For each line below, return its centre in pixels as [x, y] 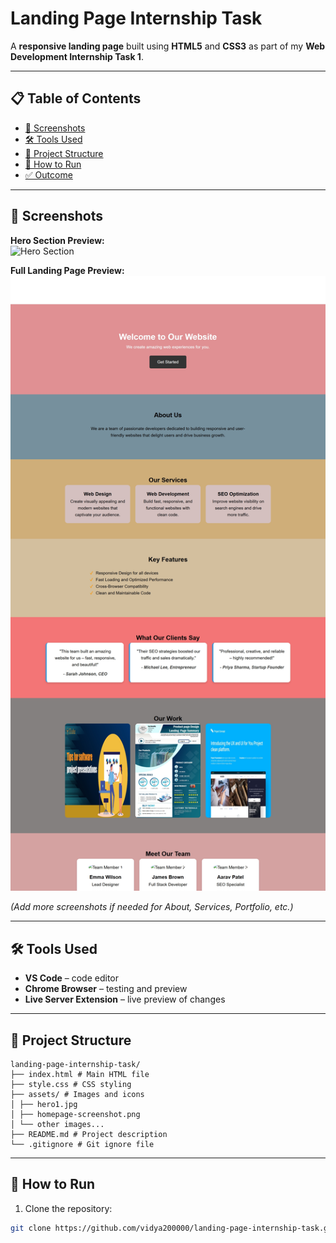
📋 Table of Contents [76, 98]
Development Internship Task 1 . [77, 56]
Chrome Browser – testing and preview [106, 989]
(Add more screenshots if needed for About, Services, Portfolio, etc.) [152, 907]
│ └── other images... [57, 1125]
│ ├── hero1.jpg [44, 1105]
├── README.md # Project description [89, 1135]
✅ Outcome [48, 174]
